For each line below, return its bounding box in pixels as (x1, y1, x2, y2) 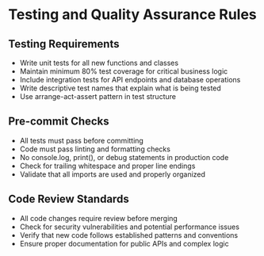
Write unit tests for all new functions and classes (19, 58, 179, 67)
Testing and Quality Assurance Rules (8, 6, 258, 24)
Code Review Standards (8, 193, 129, 206)
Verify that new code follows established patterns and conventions (19, 230, 239, 239)
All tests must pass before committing (19, 136, 144, 145)
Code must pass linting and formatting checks (19, 144, 170, 154)
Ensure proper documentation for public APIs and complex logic (19, 239, 229, 248)
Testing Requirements (8, 37, 120, 51)
